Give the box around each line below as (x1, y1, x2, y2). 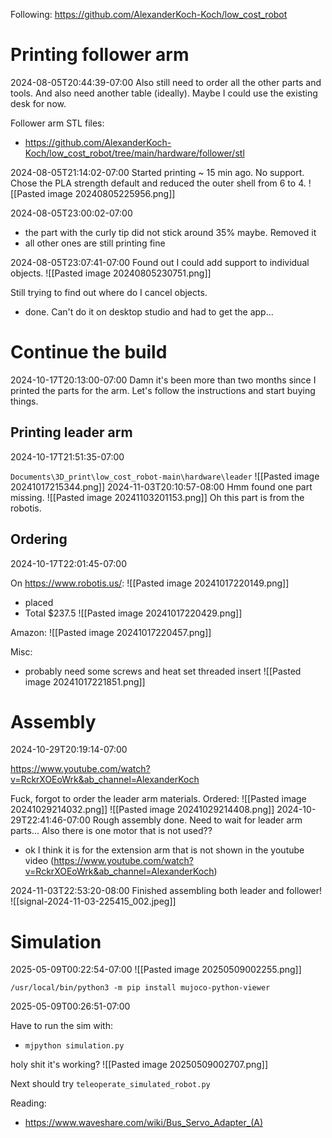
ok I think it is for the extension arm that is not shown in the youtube (24, 844, 305, 856)
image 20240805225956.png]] (47, 187, 176, 199)
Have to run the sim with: (10, 1020, 113, 1032)
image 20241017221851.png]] (24, 675, 146, 688)
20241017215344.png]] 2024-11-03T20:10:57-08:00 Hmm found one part (10, 480, 313, 493)
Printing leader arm (10, 424, 133, 441)
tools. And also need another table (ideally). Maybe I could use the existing (10, 87, 318, 99)
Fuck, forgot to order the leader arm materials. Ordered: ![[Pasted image (10, 793, 307, 805)
